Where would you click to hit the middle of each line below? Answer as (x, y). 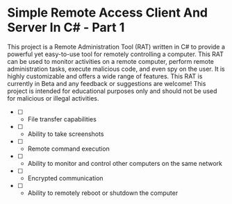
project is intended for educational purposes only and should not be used (112, 91)
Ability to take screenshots (66, 134)
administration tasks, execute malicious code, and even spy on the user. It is (116, 69)
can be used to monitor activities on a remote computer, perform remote (110, 61)
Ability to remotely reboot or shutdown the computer (103, 193)
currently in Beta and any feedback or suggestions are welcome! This (107, 83)
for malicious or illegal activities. (53, 98)
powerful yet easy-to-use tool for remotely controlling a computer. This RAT (116, 54)
